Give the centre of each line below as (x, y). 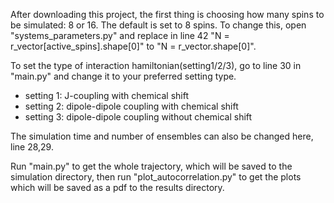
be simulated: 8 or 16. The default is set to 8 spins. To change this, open (158, 25)
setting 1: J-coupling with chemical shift (107, 95)
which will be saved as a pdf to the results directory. (117, 187)
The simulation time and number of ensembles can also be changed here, (162, 136)
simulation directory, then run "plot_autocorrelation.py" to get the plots (156, 177)
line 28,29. (32, 147)
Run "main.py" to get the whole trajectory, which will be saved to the (151, 166)
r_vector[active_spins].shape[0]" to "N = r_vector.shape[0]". (133, 46)
